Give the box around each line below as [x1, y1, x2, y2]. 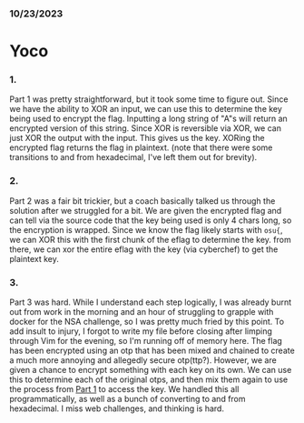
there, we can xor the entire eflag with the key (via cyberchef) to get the [9, 244, 279, 255]
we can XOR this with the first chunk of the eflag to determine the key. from [9, 234, 292, 245]
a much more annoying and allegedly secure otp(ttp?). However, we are [9, 355, 277, 366]
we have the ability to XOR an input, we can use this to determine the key [9, 104, 283, 115]
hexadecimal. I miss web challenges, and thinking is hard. [9, 403, 225, 414]
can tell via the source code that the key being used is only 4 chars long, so [9, 215, 292, 226]
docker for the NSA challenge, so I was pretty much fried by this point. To [9, 317, 284, 327]
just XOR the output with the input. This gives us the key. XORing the [9, 133, 265, 144]
